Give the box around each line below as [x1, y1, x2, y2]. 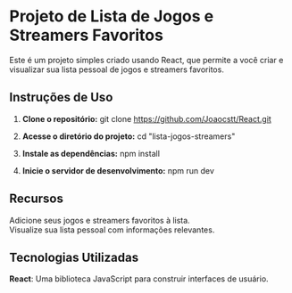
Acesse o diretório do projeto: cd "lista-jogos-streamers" [21, 131, 236, 142]
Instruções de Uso [9, 90, 113, 105]
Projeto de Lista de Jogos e [9, 6, 214, 27]
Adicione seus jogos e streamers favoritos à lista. [9, 215, 190, 225]
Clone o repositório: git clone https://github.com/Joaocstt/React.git [21, 113, 272, 124]
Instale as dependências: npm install [21, 148, 161, 159]
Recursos [9, 191, 64, 207]
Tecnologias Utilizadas [9, 249, 139, 265]
